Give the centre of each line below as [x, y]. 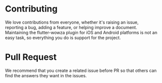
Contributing [31, 9]
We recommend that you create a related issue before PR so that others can [81, 70]
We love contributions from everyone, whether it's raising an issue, [72, 22]
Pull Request [31, 57]
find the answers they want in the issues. [46, 75]
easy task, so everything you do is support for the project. [63, 38]
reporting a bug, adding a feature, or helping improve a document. [71, 27]
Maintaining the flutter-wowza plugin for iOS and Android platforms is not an [81, 32]
